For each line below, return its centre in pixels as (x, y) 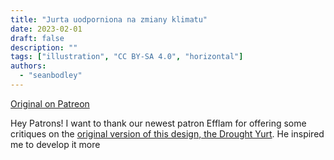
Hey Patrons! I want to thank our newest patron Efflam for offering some (158, 123)
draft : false (37, 38)
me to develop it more (55, 144)
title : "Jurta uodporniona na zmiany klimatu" (109, 19)
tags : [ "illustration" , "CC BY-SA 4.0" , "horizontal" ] (127, 57)
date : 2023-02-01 (46, 29)
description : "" (44, 47)
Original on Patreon (50, 103)
